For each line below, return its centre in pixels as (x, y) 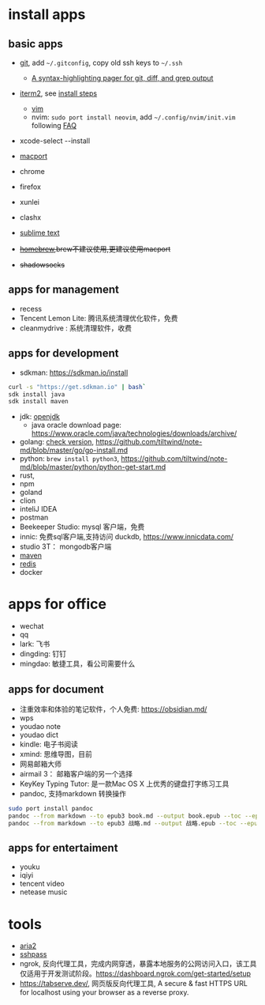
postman (34, 518)
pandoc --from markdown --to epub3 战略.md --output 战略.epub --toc (122, 823)
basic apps (35, 44)
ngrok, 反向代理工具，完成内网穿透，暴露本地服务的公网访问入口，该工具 (138, 964)
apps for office (57, 605)
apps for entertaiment (63, 848)
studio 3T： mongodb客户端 (65, 546)
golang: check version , (57, 442)
